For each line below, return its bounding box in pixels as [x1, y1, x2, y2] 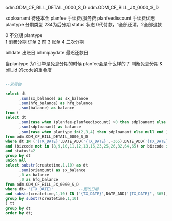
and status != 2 [5, 149, 36, 154]
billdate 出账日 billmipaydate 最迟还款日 [5, 50, 89, 56]
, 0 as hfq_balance [18, 177, 58, 182]
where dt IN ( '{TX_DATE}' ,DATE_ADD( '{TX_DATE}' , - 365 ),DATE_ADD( [5, 139, 145, 144]
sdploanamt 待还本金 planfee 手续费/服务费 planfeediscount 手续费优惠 [5, 15, 155, 21]
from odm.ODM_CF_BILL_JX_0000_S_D [5, 182, 79, 187]
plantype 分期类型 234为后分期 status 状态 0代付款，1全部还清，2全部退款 [5, 22, 162, 27]
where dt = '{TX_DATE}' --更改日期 [5, 187, 99, 192]
